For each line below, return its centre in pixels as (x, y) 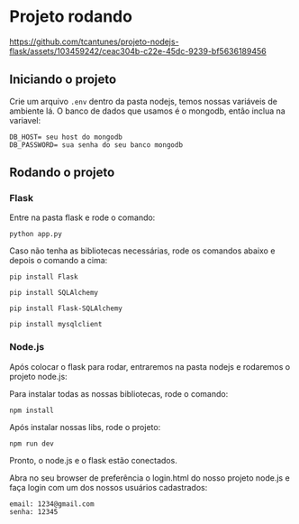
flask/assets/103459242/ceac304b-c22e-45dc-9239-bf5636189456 (138, 51)
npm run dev (32, 444)
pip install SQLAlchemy (54, 293)
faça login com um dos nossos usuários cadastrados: (109, 487)
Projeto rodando (71, 17)
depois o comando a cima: (59, 261)
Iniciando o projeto (63, 80)
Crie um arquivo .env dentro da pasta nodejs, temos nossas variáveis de (143, 101)
